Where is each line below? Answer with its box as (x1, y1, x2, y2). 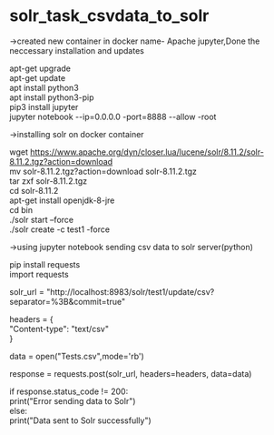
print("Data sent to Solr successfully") (9, 415, 152, 426)
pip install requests (9, 258, 81, 269)
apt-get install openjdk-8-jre (9, 195, 115, 206)
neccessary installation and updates (9, 45, 145, 56)
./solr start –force (9, 214, 74, 225)
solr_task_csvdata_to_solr (9, 5, 210, 26)
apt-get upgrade (9, 63, 71, 74)
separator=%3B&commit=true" (9, 296, 125, 307)
